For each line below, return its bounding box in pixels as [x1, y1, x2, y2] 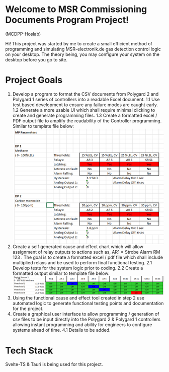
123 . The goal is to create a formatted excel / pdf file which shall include [12, 254, 163, 260]
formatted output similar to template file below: [12, 270, 110, 276]
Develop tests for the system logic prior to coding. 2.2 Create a [12, 265, 143, 271]
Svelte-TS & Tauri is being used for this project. [5, 361, 103, 367]
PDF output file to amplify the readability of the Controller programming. [12, 117, 162, 124]
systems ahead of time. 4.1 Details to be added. [12, 327, 111, 333]
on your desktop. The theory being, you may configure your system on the [5, 51, 160, 57]
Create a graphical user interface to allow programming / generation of [12, 311, 159, 317]
